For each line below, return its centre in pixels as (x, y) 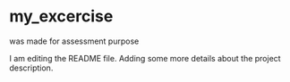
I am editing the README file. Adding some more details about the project (145, 58)
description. (31, 68)
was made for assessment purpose (74, 41)
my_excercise (61, 16)
